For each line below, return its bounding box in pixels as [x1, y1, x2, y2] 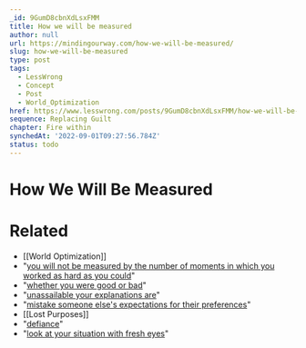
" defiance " [22, 318, 64, 329]
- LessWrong [17, 73, 64, 82]
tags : [9, 65, 30, 74]
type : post [9, 55, 51, 65]
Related [9, 221, 68, 242]
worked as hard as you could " [22, 270, 136, 281]
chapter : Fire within [9, 124, 92, 133]
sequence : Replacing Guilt [9, 114, 112, 124]
